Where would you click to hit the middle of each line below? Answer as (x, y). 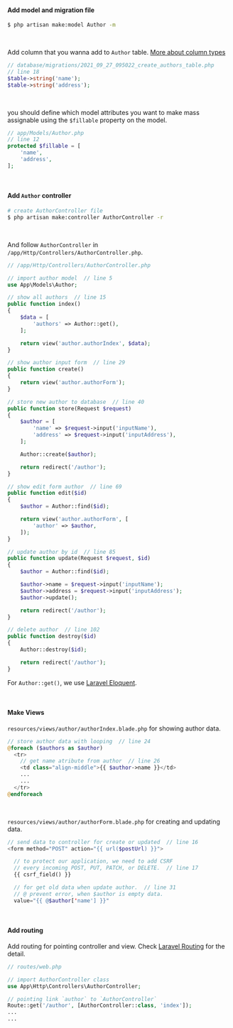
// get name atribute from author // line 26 (90, 761)
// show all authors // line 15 (57, 297)
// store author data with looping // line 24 (79, 741)
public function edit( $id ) (47, 493)
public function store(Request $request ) (70, 408)
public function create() (45, 369)
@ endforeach (25, 794)
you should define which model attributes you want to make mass (104, 112)
